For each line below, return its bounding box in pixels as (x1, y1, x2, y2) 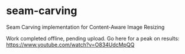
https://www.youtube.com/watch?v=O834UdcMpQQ (6, 41, 135, 48)
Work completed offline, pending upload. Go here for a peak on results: (6, 35, 180, 42)
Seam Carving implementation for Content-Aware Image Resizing (6, 23, 165, 31)
